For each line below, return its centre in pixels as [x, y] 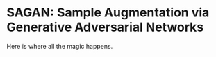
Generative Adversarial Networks [105, 27]
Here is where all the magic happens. [60, 46]
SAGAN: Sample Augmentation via [108, 13]
